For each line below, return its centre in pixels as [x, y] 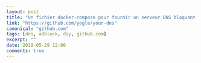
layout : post [23, 12]
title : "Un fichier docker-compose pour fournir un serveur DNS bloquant [101, 17]
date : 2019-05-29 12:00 [36, 46]
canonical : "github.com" [37, 28]
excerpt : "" [21, 40]
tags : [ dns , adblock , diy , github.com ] [56, 34]
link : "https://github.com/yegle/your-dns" [62, 23]
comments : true [25, 51]
